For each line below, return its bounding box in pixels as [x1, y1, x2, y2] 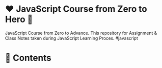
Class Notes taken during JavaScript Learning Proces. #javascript [5, 35, 138, 41]
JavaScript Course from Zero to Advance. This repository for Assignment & [5, 30, 157, 36]
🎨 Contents [5, 52, 52, 64]
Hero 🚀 [5, 14, 33, 25]
